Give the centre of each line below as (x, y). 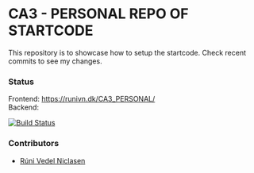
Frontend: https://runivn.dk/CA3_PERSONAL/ (82, 99)
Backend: (24, 107)
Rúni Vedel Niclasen (52, 160)
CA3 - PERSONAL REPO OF (98, 14)
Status (21, 82)
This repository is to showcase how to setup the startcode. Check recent (127, 52)
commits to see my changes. (55, 61)
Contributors (34, 144)
